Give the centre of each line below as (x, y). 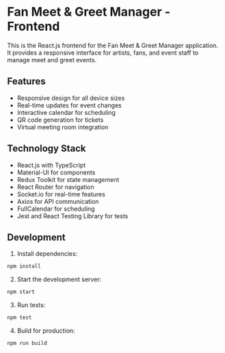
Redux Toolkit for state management (68, 179)
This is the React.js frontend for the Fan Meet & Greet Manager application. (113, 45)
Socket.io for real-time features (61, 194)
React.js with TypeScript (51, 165)
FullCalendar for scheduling (56, 209)
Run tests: (31, 305)
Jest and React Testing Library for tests (72, 215)
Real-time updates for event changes (69, 105)
